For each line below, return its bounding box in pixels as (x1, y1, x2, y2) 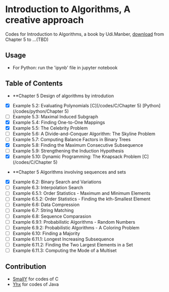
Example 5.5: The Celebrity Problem (12, 125, 88, 131)
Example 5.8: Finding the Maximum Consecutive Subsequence (12, 142, 143, 148)
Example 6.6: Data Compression (12, 201, 80, 208)
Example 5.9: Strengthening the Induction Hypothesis (12, 148, 124, 154)
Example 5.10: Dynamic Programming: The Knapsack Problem (12, 153, 141, 160)
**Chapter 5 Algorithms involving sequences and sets (12, 169, 126, 175)
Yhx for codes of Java (12, 281, 59, 287)
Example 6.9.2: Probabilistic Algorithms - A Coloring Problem (12, 224, 140, 231)
